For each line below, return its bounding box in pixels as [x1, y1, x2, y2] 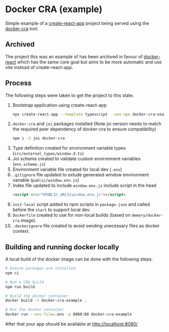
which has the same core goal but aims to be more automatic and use [17, 59, 162, 65]
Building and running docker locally [5, 243, 120, 251]
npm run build [5, 284, 35, 289]
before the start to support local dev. [12, 207, 91, 213]
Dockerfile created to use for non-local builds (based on [12, 212, 131, 218]
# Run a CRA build [5, 280, 44, 285]
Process [5, 79, 32, 88]
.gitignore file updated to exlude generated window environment [12, 172, 149, 178]
